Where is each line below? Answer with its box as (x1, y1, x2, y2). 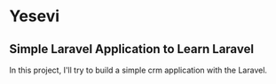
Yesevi (9, 6, 60, 27)
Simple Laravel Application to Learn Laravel (9, 42, 255, 57)
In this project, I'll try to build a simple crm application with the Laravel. (9, 65, 268, 75)
